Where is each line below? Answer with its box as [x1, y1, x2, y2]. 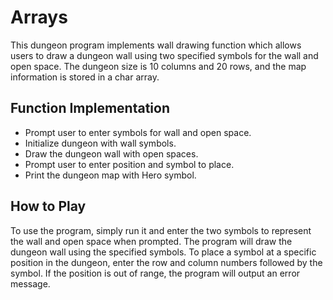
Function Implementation [10, 100, 170, 117]
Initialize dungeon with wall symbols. [24, 137, 177, 149]
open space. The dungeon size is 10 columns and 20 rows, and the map [10, 60, 307, 72]
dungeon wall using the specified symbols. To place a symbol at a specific [10, 246, 317, 258]
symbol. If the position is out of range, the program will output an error [10, 267, 301, 279]
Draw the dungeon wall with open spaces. [24, 147, 199, 160]
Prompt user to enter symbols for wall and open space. [24, 126, 252, 138]
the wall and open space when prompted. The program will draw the [10, 235, 293, 247]
